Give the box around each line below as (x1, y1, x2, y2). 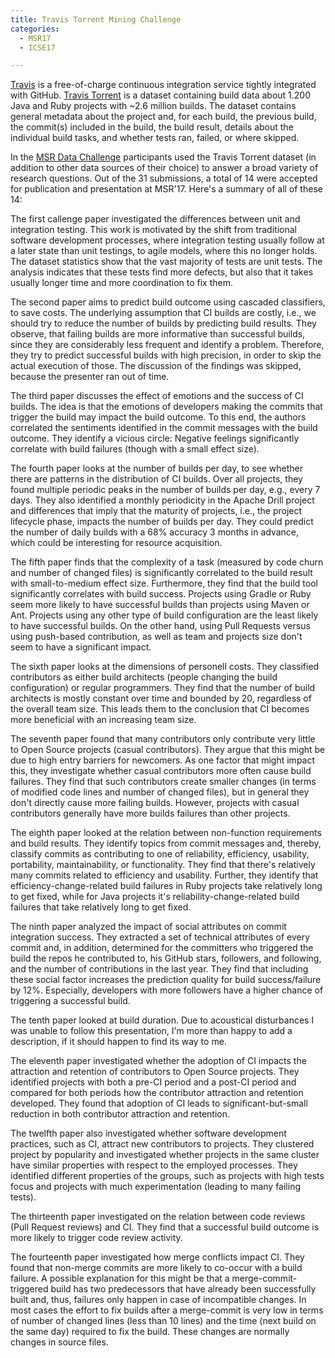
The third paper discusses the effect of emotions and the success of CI (10, 390, 304, 402)
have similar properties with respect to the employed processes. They (10, 1159, 298, 1171)
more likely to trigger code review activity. (10, 1232, 183, 1244)
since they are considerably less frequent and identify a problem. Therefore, (10, 339, 325, 351)
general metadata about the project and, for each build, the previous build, (10, 111, 317, 123)
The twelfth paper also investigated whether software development (10, 1127, 287, 1140)
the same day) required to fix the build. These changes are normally (10, 1326, 290, 1338)
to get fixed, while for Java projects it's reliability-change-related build (10, 891, 300, 903)
